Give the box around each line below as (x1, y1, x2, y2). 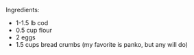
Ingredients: (5, 6, 40, 14)
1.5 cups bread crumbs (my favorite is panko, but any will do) (15, 41, 189, 48)
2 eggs (15, 33, 36, 41)
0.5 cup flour (15, 26, 52, 34)
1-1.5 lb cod (15, 19, 49, 26)
